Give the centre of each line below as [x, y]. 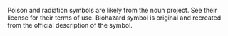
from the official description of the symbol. [70, 25]
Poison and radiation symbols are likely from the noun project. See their [112, 10]
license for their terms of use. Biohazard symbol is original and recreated [114, 18]
